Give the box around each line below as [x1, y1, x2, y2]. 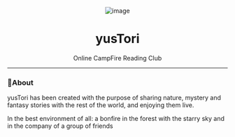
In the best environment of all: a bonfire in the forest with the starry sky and [7, 115, 225, 123]
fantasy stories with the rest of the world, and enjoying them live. [7, 101, 194, 109]
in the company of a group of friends [7, 122, 113, 130]
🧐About [7, 77, 34, 87]
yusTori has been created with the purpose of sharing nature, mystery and [7, 94, 222, 102]
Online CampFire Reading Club [73, 54, 162, 62]
